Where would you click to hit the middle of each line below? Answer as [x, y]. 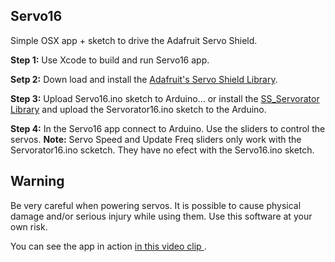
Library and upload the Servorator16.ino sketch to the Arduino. [138, 109]
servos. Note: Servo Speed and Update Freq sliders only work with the [156, 139]
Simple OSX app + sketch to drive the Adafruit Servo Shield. [134, 40]
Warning [37, 181]
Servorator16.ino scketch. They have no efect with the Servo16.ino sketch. [162, 150]
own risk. [29, 226]
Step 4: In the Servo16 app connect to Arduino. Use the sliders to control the [168, 128]
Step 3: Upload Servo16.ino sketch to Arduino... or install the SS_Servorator [165, 98]
